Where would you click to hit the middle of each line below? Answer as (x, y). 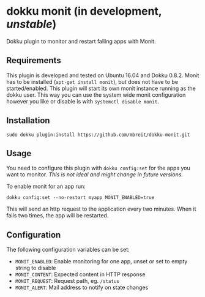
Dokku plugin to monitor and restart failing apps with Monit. (81, 41)
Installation (28, 121)
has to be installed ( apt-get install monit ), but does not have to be (92, 81)
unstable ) (32, 24)
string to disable (35, 268)
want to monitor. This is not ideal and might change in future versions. (95, 175)
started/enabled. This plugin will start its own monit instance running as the (101, 88)
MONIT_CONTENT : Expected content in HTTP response (80, 274)
